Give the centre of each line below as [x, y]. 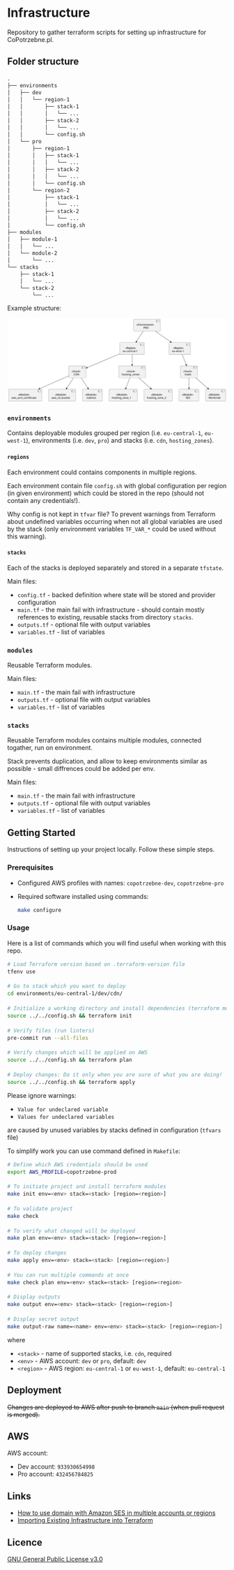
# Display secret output [43, 1319]
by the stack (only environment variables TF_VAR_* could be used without [112, 529]
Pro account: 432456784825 [55, 1474]
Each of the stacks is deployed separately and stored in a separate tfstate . [116, 568]
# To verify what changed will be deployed [71, 1231]
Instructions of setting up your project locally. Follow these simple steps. [111, 849]
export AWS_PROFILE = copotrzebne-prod [62, 1172]
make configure [39, 910]
